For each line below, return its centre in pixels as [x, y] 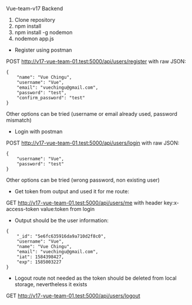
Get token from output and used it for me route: [72, 191]
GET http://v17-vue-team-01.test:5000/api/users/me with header [84, 203]
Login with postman [38, 131]
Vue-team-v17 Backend [35, 9]
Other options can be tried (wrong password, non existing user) [83, 180]
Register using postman [43, 50]
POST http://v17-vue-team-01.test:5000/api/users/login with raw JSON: [93, 143]
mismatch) [19, 120]
